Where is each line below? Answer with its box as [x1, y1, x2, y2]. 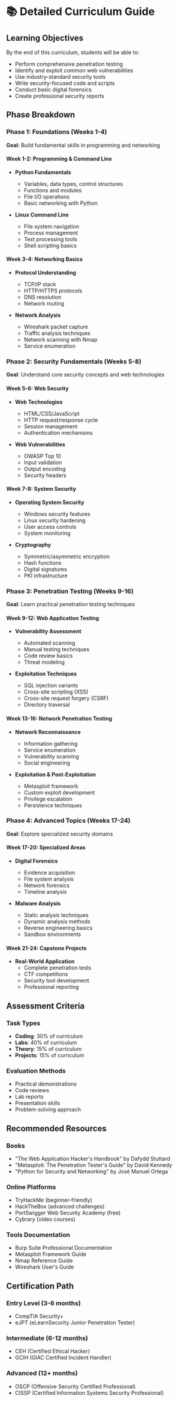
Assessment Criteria [6, 1001, 85, 1011]
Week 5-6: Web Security [6, 384, 69, 392]
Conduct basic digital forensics [14, 86, 92, 93]
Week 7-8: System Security [6, 485, 77, 493]
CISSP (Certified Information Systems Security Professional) [14, 1389, 164, 1396]
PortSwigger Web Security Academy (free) [14, 1210, 121, 1217]
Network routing [23, 300, 65, 307]
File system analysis [23, 876, 74, 882]
